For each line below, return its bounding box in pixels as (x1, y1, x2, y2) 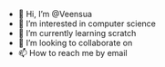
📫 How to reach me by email (17, 48, 128, 58)
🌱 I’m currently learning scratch (17, 28, 137, 38)
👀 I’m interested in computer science (17, 18, 157, 29)
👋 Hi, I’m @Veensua (17, 9, 93, 19)
